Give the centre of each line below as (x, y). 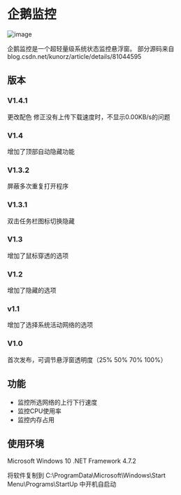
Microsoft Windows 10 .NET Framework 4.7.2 (72, 461)
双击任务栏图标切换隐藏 (41, 221)
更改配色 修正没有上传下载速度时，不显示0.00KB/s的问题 (89, 117)
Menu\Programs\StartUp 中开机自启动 (62, 484)
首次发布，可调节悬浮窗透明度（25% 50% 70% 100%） (87, 360)
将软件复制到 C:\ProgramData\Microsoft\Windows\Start (87, 475)
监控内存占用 (36, 419)
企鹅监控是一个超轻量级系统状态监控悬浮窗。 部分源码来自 (91, 48)
